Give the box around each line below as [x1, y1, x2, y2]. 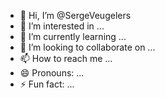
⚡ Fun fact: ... [19, 78, 75, 90]
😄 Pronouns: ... [19, 67, 85, 79]
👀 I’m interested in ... [19, 20, 105, 32]
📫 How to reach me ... [19, 53, 113, 64]
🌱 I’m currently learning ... [19, 31, 127, 42]
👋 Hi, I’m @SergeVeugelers [19, 10, 132, 21]
